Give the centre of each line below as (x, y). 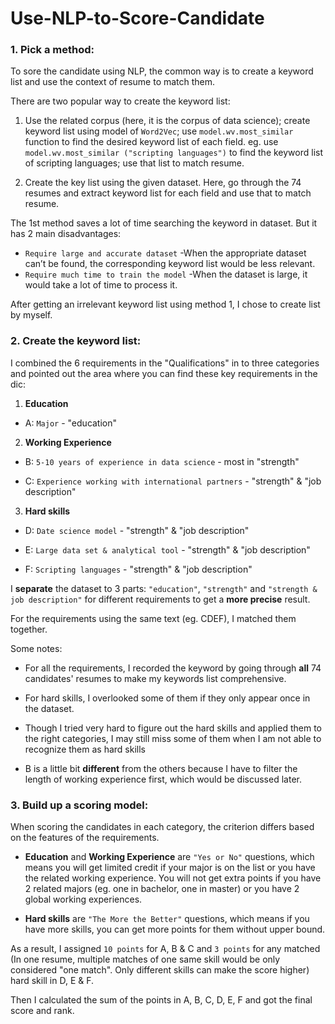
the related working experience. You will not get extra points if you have (173, 878)
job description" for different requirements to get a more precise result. (160, 599)
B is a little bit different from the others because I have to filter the (161, 768)
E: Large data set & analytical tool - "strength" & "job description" (167, 549)
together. (29, 629)
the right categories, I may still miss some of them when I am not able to (173, 738)
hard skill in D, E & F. (52, 981)
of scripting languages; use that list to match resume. (134, 163)
